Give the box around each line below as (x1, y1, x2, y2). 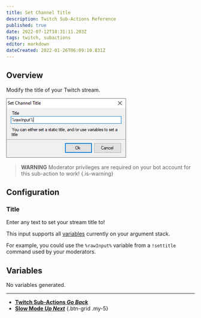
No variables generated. (6, 282, 66, 289)
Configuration (6, 187, 60, 197)
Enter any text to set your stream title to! (6, 219, 105, 226)
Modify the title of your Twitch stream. (6, 86, 100, 93)
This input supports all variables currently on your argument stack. (6, 230, 170, 237)
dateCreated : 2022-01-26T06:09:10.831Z (6, 48, 106, 54)
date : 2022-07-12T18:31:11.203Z (6, 29, 87, 35)
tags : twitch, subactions (6, 35, 71, 41)
